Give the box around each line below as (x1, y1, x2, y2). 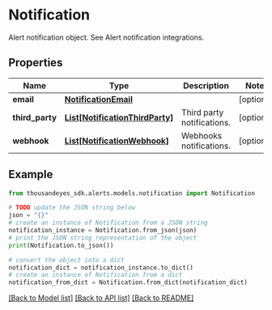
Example (8, 168, 53, 181)
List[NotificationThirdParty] (64, 112, 174, 123)
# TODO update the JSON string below (8, 204, 136, 212)
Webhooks (181, 130, 223, 141)
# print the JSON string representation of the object (8, 233, 198, 242)
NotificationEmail (64, 93, 134, 104)
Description (183, 79, 229, 91)
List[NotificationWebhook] (64, 135, 170, 147)
